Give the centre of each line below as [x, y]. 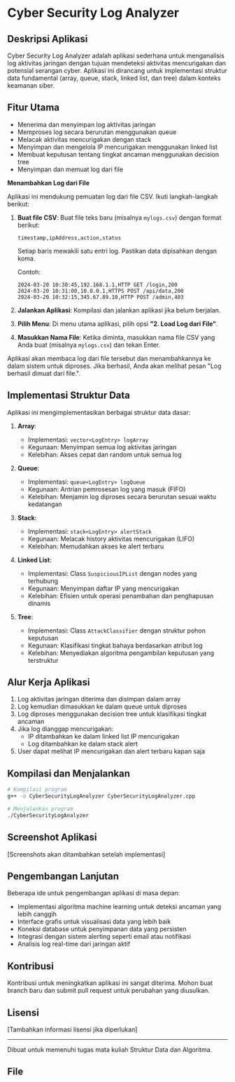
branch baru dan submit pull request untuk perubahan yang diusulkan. [108, 991]
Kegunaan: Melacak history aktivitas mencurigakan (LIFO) [111, 539]
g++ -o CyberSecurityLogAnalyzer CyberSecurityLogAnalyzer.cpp [101, 796]
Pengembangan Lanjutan [63, 876]
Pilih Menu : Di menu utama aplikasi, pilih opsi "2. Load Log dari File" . [117, 324]
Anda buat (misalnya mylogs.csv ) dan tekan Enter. [89, 345]
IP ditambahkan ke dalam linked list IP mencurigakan [104, 737]
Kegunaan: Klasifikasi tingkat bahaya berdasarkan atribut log [115, 645]
